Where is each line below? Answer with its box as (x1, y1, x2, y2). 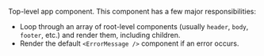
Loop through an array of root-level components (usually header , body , (19, 22, 249, 31)
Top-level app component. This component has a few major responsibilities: (8, 7, 256, 16)
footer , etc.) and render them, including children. (19, 31, 181, 39)
